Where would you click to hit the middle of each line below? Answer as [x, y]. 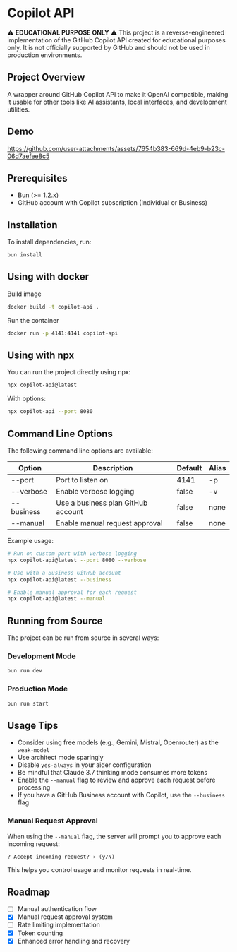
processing [34, 787]
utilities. [19, 109]
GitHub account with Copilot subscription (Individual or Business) [113, 203]
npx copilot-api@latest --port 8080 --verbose [77, 560]
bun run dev [25, 671]
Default [189, 468]
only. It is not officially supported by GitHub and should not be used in [109, 47]
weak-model [34, 751]
